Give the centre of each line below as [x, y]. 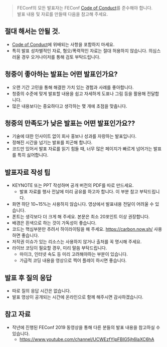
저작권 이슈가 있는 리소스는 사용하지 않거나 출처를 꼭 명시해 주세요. [77, 242]
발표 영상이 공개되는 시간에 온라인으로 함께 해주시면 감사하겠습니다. [77, 297]
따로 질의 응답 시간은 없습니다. [41, 291]
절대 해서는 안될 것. [33, 31]
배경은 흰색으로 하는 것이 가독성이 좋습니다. [54, 223]
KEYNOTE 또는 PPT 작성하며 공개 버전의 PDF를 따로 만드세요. [73, 185]
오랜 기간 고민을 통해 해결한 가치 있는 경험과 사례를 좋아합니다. [73, 87]
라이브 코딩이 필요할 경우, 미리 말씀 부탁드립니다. [59, 248]
